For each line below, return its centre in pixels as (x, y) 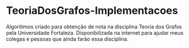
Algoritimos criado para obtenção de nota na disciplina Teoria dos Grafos (94, 27)
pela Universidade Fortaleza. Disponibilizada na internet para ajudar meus (95, 32)
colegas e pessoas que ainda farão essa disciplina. (67, 39)
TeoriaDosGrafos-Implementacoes (92, 11)
